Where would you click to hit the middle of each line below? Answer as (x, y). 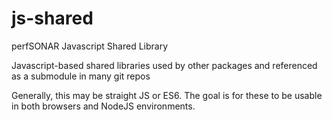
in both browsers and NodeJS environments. (103, 106)
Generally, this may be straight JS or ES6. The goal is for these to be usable (167, 95)
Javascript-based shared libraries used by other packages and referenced (164, 65)
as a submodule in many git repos (81, 76)
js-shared (52, 18)
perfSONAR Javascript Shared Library (90, 46)
